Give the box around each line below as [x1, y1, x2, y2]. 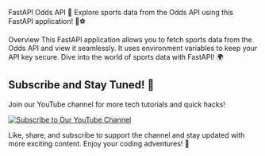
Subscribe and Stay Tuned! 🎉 [8, 78, 155, 92]
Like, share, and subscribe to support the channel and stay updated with [8, 130, 245, 139]
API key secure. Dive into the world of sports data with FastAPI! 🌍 [8, 53, 224, 61]
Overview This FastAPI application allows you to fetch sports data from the [8, 35, 252, 44]
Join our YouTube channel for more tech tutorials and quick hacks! [8, 99, 226, 109]
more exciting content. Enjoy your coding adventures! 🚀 [8, 138, 190, 148]
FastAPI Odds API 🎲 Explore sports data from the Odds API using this [8, 8, 234, 17]
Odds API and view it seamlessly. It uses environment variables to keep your [8, 44, 258, 53]
